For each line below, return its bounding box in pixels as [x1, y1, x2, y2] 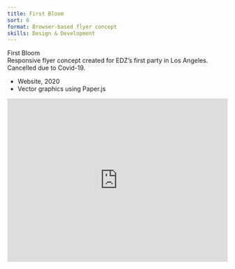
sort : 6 [7, 17, 30, 24]
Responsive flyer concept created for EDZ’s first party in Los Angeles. [7, 57, 208, 65]
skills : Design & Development [7, 29, 96, 37]
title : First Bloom [7, 10, 64, 17]
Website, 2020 [17, 78, 60, 86]
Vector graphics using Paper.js [17, 85, 106, 93]
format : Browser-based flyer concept [7, 23, 117, 30]
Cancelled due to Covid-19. [7, 64, 86, 72]
